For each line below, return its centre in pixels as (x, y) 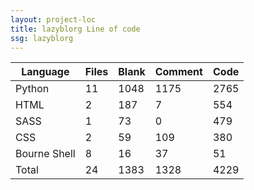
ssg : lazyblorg (42, 38)
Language (45, 72)
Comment (178, 72)
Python (32, 89)
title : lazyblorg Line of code (75, 29)
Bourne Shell (45, 154)
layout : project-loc (53, 19)
